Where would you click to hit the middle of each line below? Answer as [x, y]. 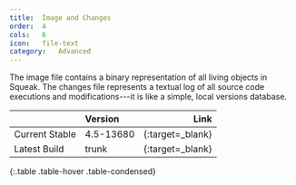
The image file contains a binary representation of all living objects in [138, 77]
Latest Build [39, 149]
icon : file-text [44, 43]
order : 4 [28, 26]
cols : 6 [28, 34]
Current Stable [45, 134]
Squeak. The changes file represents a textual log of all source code [137, 87]
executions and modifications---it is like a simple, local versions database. [148, 97]
